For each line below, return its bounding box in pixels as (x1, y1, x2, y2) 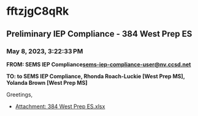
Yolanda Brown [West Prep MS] (6, 79, 88, 86)
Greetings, (6, 90, 33, 98)
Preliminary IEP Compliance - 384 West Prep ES (6, 29, 192, 39)
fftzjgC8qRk (6, 4, 69, 18)
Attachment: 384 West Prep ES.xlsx (15, 103, 105, 110)
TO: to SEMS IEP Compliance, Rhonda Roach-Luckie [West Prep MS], (6, 72, 185, 80)
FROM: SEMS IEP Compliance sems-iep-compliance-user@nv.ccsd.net (6, 60, 191, 68)
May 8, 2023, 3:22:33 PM (6, 47, 83, 56)
